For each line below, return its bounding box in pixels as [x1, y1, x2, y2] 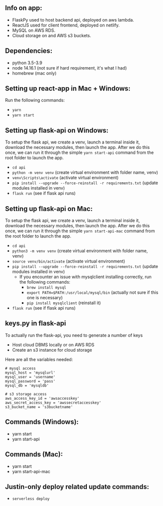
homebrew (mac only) [12, 70, 57, 76]
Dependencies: [5, 47, 53, 55]
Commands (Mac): [5, 450, 63, 458]
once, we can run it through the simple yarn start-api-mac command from [5, 228, 155, 234]
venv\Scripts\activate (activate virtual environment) [12, 175, 119, 181]
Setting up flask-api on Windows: [5, 126, 109, 134]
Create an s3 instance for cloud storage [12, 347, 92, 353]
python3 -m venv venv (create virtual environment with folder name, [12, 248, 148, 254]
